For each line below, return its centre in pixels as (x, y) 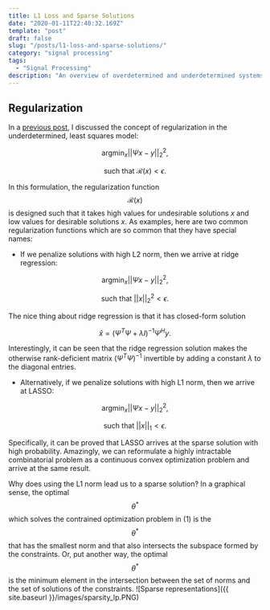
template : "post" (37, 31)
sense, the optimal (39, 493)
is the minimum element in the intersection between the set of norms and (129, 580)
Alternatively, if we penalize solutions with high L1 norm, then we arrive (137, 383)
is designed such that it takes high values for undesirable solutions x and (129, 213)
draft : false (30, 38)
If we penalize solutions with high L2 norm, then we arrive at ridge (129, 254)
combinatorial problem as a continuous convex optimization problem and (129, 460)
